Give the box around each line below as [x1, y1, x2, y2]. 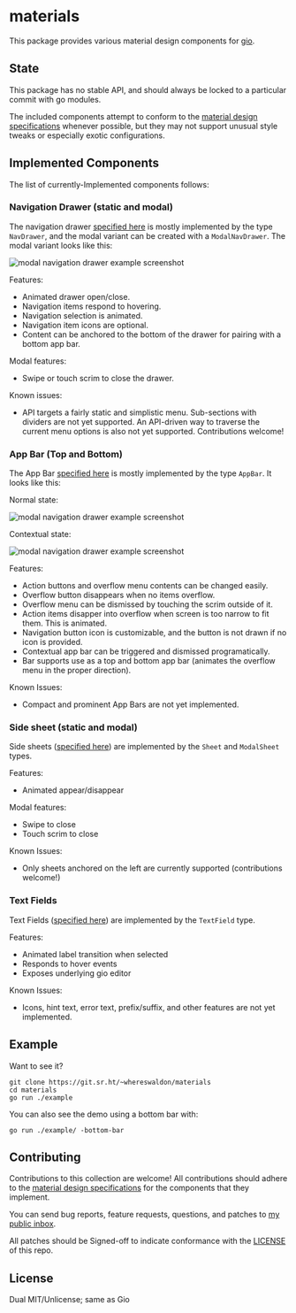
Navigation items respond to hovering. [21, 301, 162, 311]
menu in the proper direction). [21, 665, 132, 676]
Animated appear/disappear [21, 785, 125, 795]
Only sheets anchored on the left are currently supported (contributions [21, 863, 283, 873]
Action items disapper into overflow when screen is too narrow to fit [21, 609, 269, 619]
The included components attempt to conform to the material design [9, 111, 258, 121]
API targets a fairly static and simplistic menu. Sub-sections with [21, 407, 257, 418]
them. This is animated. [21, 618, 108, 629]
